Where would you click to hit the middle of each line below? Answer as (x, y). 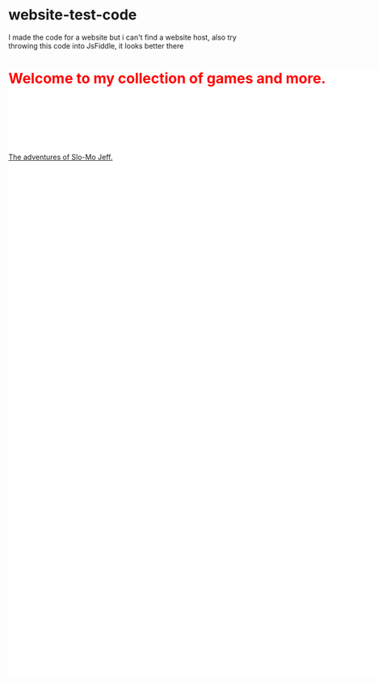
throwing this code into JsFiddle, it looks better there (96, 45)
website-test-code (73, 15)
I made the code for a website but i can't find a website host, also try (122, 37)
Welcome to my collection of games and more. (167, 79)
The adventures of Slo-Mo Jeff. (61, 157)
